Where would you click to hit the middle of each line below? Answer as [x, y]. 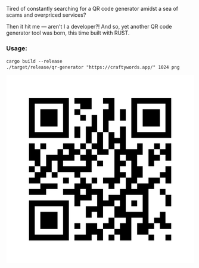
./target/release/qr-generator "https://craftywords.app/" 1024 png [93, 67]
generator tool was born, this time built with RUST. [68, 33]
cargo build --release [34, 61]
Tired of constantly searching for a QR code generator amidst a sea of [92, 9]
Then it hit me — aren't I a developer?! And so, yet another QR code [89, 27]
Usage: [17, 48]
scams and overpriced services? [46, 15]
